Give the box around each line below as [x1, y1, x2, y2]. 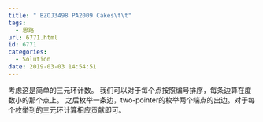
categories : [8, 48, 47, 56]
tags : [8, 19, 26, 27]
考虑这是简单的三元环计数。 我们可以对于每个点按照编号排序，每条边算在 [8, 85, 245, 94]
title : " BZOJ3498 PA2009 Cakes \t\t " [8, 11, 132, 20]
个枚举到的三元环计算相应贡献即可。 [8, 105, 126, 114]
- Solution [15, 56, 51, 64]
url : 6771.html [8, 33, 58, 42]
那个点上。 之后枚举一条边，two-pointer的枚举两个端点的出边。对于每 [28, 95, 256, 105]
